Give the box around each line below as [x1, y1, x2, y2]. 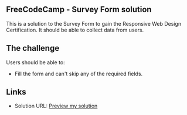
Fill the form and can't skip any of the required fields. [14, 70, 143, 77]
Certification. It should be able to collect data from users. [6, 26, 144, 33]
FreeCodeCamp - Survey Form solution [6, 5, 152, 15]
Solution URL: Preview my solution [14, 102, 98, 110]
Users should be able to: [6, 58, 66, 66]
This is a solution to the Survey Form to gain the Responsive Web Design [6, 20, 182, 27]
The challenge [6, 43, 60, 53]
